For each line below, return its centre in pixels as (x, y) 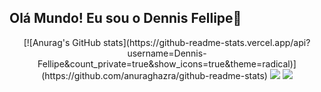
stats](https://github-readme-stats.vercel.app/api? (206, 42)
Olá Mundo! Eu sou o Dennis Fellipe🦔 (125, 18)
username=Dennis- (167, 53)
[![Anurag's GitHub (62, 42)
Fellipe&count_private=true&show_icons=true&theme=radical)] (167, 63)
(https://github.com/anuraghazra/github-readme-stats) (154, 75)
